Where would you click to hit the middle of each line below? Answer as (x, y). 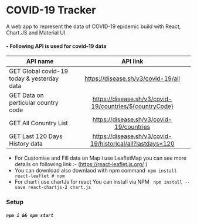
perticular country (34, 103)
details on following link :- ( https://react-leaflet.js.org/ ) (81, 164)
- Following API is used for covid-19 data (56, 46)
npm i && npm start (30, 215)
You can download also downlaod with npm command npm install (96, 171)
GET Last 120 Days (36, 136)
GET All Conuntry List (39, 123)
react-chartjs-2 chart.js (60, 188)
